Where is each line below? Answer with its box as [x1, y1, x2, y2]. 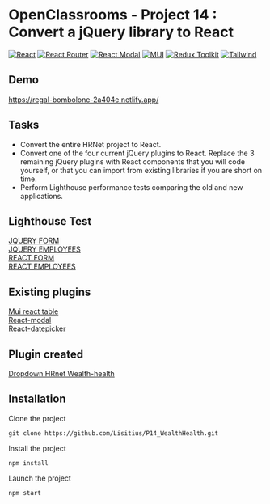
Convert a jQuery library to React [8, 23, 234, 41]
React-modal [8, 316, 52, 325]
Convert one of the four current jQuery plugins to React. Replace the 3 [19, 148, 255, 158]
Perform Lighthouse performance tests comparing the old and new [19, 182, 243, 192]
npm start [8, 489, 42, 497]
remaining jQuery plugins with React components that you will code [19, 156, 245, 167]
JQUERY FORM [8, 236, 60, 246]
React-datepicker [8, 324, 66, 333]
